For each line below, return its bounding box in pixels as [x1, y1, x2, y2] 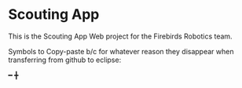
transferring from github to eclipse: [8, 55, 122, 64]
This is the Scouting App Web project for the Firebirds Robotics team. [8, 31, 233, 41]
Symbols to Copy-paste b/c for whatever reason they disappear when [8, 46, 234, 56]
